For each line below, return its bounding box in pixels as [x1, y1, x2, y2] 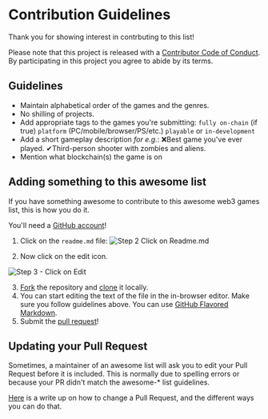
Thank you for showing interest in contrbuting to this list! [8, 32, 194, 42]
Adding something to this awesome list [8, 175, 206, 189]
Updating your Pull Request [8, 339, 148, 353]
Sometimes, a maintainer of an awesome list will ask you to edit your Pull [8, 361, 248, 370]
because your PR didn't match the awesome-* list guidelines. [8, 377, 210, 387]
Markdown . [19, 308, 58, 317]
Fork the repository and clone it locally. [19, 282, 149, 292]
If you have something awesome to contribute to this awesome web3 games [8, 196, 260, 206]
